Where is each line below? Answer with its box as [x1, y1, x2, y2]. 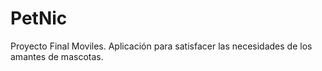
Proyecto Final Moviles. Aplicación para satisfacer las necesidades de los [10, 40, 313, 52]
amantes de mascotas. [10, 50, 104, 62]
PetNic [10, 7, 68, 30]
